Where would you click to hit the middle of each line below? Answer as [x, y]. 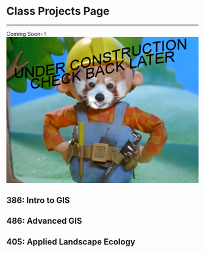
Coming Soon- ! [26, 34]
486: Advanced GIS [44, 221]
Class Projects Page [58, 11]
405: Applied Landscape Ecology [71, 242]
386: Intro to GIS [38, 200]
